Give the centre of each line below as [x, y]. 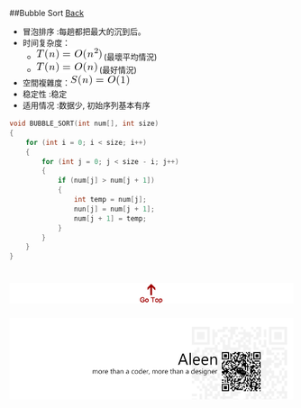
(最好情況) [118, 70]
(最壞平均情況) [130, 57]
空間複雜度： [46, 83]
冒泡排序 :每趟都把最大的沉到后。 [84, 32]
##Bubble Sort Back [46, 13]
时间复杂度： [46, 43]
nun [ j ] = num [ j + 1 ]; [114, 209]
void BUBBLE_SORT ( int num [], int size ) [84, 123]
